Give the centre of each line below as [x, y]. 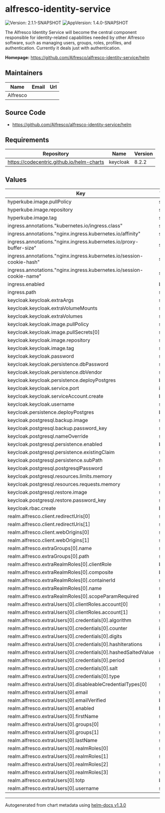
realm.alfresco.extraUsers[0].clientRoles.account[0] [68, 604]
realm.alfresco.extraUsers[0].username [53, 788]
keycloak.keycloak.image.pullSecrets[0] [54, 332]
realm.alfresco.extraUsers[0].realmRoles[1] [58, 756]
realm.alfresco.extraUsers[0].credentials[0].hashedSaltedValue [81, 652]
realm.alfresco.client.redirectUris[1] [49, 524]
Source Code [25, 113]
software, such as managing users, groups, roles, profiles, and [68, 42]
